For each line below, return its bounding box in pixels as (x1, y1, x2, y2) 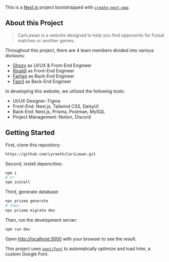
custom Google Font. (5, 251, 49, 257)
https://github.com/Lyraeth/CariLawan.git (5, 151, 96, 156)
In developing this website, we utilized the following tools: (5, 88, 125, 94)
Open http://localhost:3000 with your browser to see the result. (5, 236, 137, 242)
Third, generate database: (5, 189, 60, 195)
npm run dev (5, 226, 30, 232)
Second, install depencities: (5, 160, 63, 166)
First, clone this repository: (5, 142, 61, 148)
